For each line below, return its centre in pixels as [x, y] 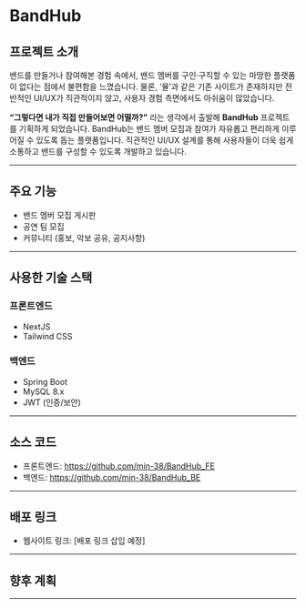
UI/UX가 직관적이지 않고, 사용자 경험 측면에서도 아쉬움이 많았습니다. [154, 98]
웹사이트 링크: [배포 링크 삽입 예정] [84, 541]
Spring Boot [45, 381]
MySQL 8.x [43, 391]
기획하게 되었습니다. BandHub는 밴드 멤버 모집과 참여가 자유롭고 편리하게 [149, 129]
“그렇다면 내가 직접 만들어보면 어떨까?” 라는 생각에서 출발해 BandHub [134, 117]
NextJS [36, 326]
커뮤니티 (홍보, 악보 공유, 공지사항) [84, 238]
